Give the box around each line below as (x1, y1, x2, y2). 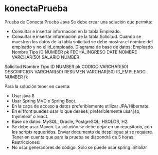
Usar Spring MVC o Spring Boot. (11, 98, 76, 103)
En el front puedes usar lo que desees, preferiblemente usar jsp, (11, 108, 140, 114)
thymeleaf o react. (11, 113, 49, 119)
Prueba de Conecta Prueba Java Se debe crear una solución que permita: (4, 19, 153, 25)
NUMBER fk (4, 74, 28, 80)
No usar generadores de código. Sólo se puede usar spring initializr (11, 144, 147, 150)
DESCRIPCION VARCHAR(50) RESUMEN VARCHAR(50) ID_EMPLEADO (4, 69, 146, 74)
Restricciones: (11, 139, 41, 145)
